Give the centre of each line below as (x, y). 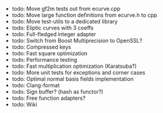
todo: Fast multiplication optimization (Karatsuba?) (74, 66)
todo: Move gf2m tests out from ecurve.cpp (66, 9)
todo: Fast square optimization (50, 53)
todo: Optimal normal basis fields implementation (73, 79)
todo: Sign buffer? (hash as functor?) (57, 92)
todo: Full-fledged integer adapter (54, 34)
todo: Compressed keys (42, 47)
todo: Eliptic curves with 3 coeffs (53, 28)
